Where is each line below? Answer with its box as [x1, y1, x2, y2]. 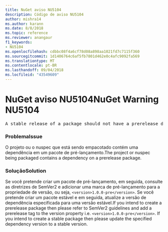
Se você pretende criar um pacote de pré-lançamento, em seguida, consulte [5, 179, 163, 185]
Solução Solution [5, 168, 46, 175]
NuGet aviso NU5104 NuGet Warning [5, 94, 159, 105]
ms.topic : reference [5, 30, 48, 35]
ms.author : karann [5, 21, 43, 26]
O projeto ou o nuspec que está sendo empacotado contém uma [5, 144, 138, 150]
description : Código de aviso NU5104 [5, 12, 84, 17]
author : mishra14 [5, 16, 41, 21]
